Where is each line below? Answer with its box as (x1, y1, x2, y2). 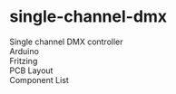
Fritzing (9, 55, 38, 66)
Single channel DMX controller (9, 36, 124, 47)
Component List (9, 74, 70, 85)
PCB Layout (9, 65, 54, 76)
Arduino (9, 45, 39, 56)
